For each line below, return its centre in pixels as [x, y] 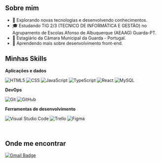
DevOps [14, 90]
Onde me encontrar [36, 143]
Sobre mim [22, 8]
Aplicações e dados [26, 71]
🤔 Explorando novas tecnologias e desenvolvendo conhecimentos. [80, 20]
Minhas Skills [26, 59]
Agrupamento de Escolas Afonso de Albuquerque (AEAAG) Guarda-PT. [84, 33]
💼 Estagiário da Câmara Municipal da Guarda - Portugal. [69, 38]
